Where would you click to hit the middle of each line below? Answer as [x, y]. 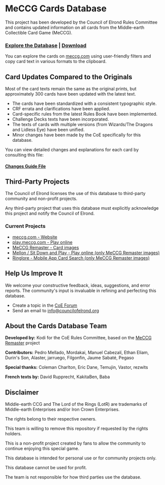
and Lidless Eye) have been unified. [48, 130]
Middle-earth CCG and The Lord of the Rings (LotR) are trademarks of [76, 404]
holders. [14, 434]
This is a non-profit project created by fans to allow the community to [76, 443]
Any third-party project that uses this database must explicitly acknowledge [82, 208]
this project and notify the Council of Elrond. [50, 213]
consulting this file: [24, 155]
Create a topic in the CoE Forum [45, 305]
